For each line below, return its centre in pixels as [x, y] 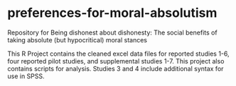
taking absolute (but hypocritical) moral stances [77, 39]
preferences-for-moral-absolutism [112, 13]
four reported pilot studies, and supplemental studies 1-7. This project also [116, 61]
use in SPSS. [26, 76]
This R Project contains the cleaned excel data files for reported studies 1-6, [118, 54]
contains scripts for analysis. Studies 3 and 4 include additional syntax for [116, 68]
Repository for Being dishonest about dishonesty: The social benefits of [113, 32]
